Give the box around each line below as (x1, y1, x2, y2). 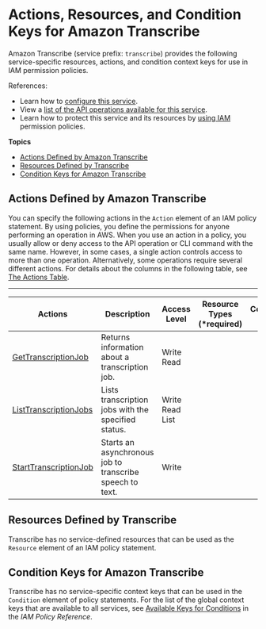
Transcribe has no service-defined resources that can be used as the (8, 534, 235, 544)
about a (101, 351, 129, 362)
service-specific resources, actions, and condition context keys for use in (8, 57, 249, 67)
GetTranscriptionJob (12, 351, 89, 362)
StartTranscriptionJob (12, 462, 93, 473)
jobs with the (101, 404, 149, 415)
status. (101, 424, 127, 435)
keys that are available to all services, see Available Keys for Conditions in (8, 604, 249, 613)
